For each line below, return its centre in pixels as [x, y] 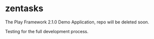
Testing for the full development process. [47, 31]
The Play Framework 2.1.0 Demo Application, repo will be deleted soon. [77, 22]
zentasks [24, 9]
